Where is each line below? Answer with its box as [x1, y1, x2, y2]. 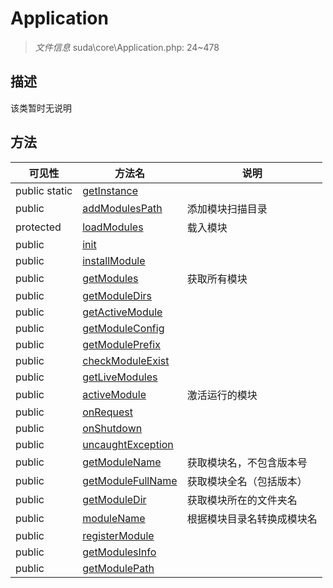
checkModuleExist [82, 353, 170, 367]
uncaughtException [82, 437, 174, 451]
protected [15, 220, 62, 234]
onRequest [82, 405, 133, 419]
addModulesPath [82, 201, 163, 215]
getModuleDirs [82, 288, 153, 302]
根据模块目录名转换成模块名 [186, 512, 318, 526]
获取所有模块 [186, 272, 248, 286]
